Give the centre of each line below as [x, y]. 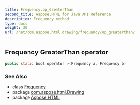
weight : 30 [16, 28]
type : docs [16, 23]
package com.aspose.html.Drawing [48, 92]
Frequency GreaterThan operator [57, 52]
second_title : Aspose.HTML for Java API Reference [58, 14]
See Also [16, 76]
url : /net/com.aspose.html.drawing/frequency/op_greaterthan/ [70, 32]
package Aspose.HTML [36, 97]
